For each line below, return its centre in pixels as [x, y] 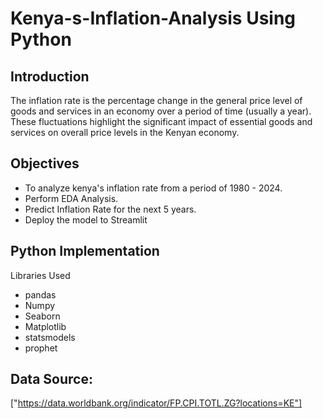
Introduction [50, 76]
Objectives [45, 163]
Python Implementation [85, 251]
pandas [40, 294]
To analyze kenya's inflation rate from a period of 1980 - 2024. [153, 188]
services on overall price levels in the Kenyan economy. [125, 132]
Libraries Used [40, 275]
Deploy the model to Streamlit [86, 219]
